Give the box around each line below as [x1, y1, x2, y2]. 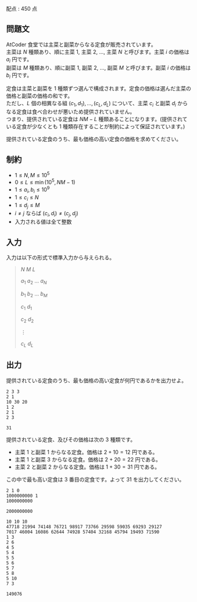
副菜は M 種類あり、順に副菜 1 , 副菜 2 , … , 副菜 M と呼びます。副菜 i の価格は [6, 64, 191, 71]
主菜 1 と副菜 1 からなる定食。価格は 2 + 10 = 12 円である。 [14, 448, 158, 455]
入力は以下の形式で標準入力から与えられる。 [6, 253, 115, 261]
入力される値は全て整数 [14, 218, 72, 226]
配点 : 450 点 [6, 5, 38, 12]
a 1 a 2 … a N [20, 277, 47, 285]
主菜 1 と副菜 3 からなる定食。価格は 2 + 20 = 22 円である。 [14, 455, 161, 463]
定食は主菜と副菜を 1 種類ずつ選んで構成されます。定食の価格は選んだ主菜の [6, 85, 192, 92]
